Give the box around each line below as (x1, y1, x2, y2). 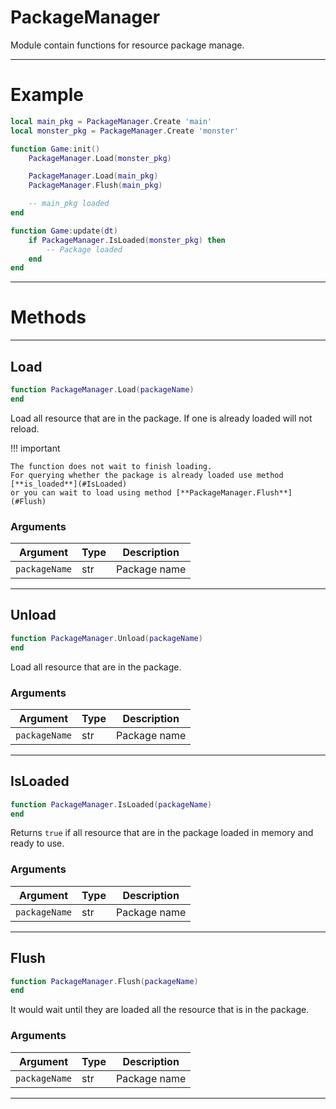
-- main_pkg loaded (28, 199, 110, 209)
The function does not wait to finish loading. (10, 461, 213, 471)
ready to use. (10, 837, 65, 850)
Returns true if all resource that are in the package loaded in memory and (10, 827, 314, 839)
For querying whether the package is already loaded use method (10, 470, 284, 480)
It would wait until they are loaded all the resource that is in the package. (10, 1004, 310, 1016)
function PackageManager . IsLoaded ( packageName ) (10, 799, 213, 810)
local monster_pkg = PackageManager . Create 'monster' (10, 126, 240, 136)
